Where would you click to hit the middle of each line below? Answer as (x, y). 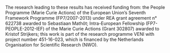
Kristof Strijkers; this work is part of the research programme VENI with (80, 34)
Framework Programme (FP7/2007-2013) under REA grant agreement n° (81, 18)
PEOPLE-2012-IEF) (25, 29)
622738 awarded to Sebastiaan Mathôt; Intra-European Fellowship (75, 23)
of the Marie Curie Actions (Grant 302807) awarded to (102, 29)
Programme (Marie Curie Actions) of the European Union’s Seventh (76, 13)
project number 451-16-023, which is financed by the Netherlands (75, 39)
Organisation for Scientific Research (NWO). (52, 45)
